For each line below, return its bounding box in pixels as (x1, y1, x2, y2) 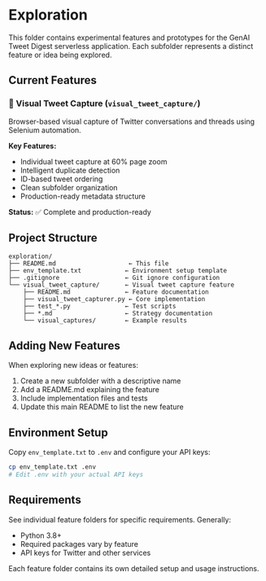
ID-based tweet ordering (20, 173, 103, 184)
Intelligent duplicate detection (20, 165, 120, 175)
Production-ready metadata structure (20, 191, 146, 201)
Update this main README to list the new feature (20, 402, 185, 412)
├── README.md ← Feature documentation (23, 288, 209, 296)
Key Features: (8, 141, 57, 151)
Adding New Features (8, 339, 120, 352)
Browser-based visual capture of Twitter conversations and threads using (8, 116, 255, 126)
